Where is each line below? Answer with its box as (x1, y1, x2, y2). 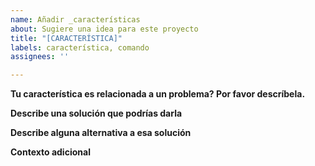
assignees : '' (10, 52, 70, 62)
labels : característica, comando (10, 42, 150, 53)
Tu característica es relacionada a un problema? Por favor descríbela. (10, 88, 306, 100)
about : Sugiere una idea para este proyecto (10, 24, 199, 34)
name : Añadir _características (10, 14, 141, 25)
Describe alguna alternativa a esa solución (10, 127, 192, 139)
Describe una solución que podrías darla (10, 107, 183, 120)
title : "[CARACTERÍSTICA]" (10, 33, 123, 43)
